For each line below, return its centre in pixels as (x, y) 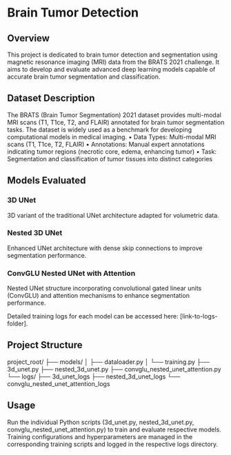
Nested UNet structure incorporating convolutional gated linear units (104, 288)
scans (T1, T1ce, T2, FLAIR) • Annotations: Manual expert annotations (106, 144)
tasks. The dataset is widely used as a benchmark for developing (99, 130)
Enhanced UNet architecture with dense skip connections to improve (105, 248)
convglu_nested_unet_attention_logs (59, 383)
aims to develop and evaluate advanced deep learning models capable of (111, 69)
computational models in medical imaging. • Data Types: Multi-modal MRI (112, 136)
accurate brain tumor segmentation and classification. (84, 77)
